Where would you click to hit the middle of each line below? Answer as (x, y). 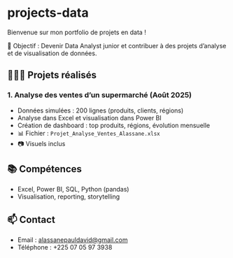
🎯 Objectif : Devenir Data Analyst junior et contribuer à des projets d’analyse (117, 45)
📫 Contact (31, 219)
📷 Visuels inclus (41, 143)
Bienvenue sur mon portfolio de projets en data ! (77, 32)
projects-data (48, 13)
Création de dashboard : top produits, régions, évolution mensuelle (114, 125)
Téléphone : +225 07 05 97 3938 (65, 248)
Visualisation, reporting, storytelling (69, 196)
